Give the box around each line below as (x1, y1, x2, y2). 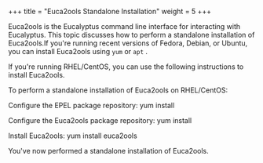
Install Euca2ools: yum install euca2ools (8, 131, 137, 140)
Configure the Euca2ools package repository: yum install (8, 116, 192, 125)
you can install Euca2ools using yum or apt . (8, 47, 148, 56)
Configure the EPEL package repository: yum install (8, 101, 175, 110)
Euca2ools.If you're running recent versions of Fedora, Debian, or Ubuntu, (8, 38, 248, 48)
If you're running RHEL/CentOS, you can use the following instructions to (8, 62, 244, 71)
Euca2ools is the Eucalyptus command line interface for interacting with (8, 22, 241, 31)
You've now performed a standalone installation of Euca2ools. (8, 147, 210, 155)
